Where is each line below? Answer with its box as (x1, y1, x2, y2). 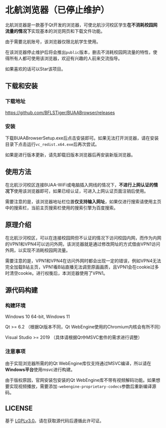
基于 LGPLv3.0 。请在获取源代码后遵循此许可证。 (5, 418, 104, 424)
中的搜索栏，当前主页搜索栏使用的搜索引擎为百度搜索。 (5, 204, 118, 211)
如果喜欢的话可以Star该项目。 (5, 65, 66, 72)
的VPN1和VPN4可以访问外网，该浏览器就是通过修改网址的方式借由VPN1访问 (5, 241, 160, 247)
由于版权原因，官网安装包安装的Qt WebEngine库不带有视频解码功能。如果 (5, 377, 156, 383)
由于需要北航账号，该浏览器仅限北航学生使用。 (5, 38, 101, 45)
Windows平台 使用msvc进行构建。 (5, 367, 75, 372)
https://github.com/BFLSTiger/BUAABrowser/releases (5, 110, 115, 116)
